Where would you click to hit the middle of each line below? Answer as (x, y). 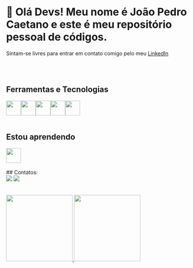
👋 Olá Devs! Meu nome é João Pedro (97, 12)
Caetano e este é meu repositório (89, 24)
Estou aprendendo (41, 137)
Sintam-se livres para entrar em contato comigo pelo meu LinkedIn (87, 53)
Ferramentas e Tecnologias (58, 90)
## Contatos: (22, 172)
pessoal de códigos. (57, 37)
